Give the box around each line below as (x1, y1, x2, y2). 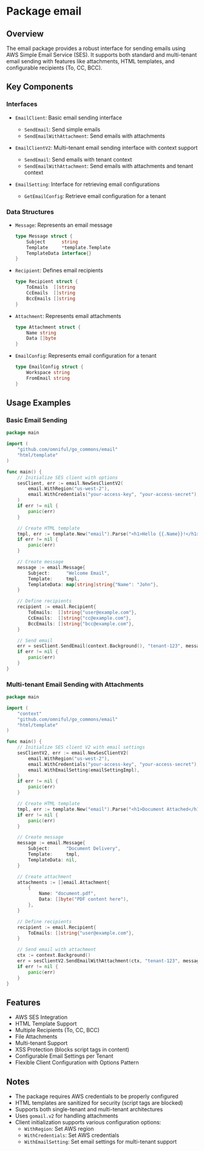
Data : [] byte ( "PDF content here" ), (38, 896, 129, 902)
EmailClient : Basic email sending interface (15, 114, 123, 121)
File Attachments (15, 1033, 58, 1040)
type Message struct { (15, 233, 73, 239)
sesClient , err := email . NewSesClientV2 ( (17, 480, 123, 486)
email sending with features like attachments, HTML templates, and (6, 58, 175, 65)
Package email (6, 4, 82, 18)
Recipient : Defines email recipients (15, 267, 103, 274)
